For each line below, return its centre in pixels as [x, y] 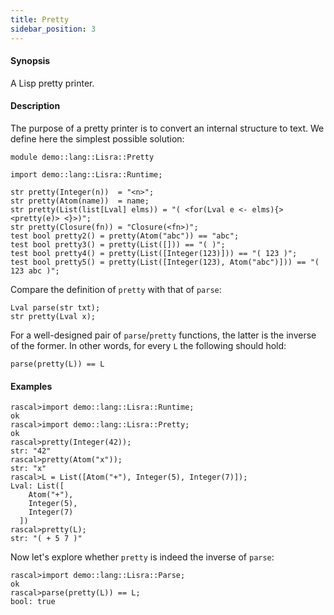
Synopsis [30, 61]
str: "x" [28, 469]
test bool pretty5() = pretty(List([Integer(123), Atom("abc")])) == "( [165, 262]
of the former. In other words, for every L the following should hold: [148, 345]
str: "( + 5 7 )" [46, 539]
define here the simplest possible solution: [97, 138]
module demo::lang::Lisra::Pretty [82, 157]
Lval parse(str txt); [55, 307]
